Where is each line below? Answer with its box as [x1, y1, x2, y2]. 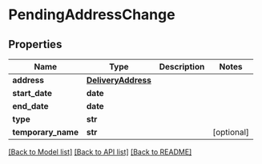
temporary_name [12, 126, 79, 138]
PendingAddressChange [8, 6, 175, 24]
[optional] [212, 126, 250, 138]
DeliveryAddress [87, 74, 152, 86]
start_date [12, 88, 53, 98]
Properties [8, 38, 62, 51]
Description [159, 62, 205, 72]
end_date [12, 101, 50, 111]
